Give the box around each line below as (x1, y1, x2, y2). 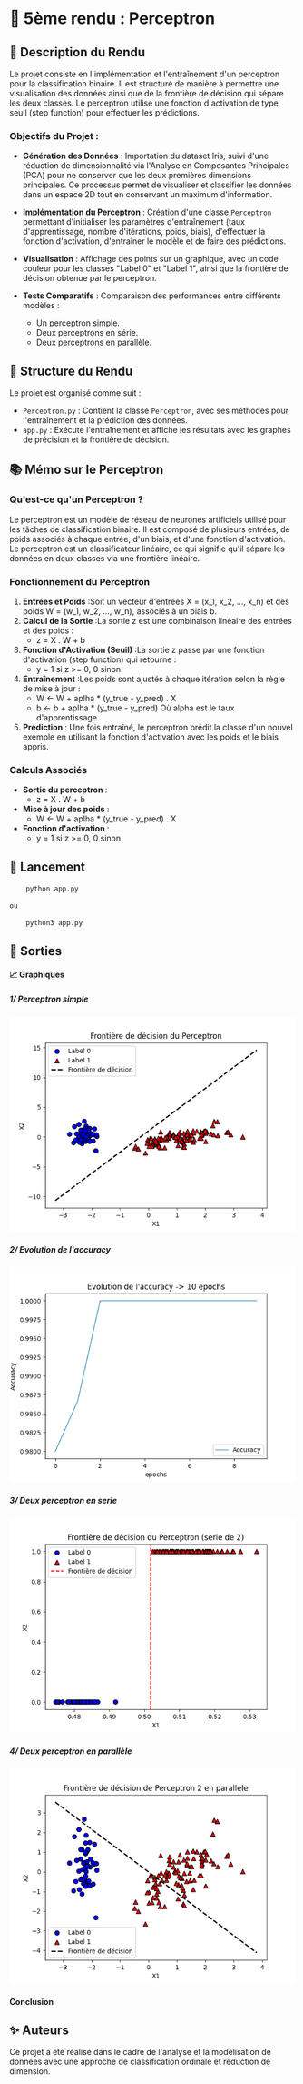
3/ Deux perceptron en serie (9, 1495, 118, 1505)
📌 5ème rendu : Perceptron (9, 8, 216, 29)
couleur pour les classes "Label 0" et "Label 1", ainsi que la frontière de (22, 263, 288, 274)
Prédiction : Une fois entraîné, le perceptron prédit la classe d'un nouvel (22, 722, 293, 733)
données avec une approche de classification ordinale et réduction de (9, 2056, 271, 2068)
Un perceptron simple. (35, 317, 121, 328)
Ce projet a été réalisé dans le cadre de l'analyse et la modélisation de (9, 2047, 272, 2058)
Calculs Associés (9, 764, 88, 777)
